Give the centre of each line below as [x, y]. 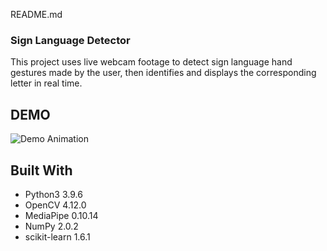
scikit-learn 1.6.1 [57, 236]
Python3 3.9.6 [53, 194]
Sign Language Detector [70, 40]
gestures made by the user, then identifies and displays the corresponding [163, 73]
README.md [36, 14]
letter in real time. [46, 83]
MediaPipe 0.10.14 [61, 215]
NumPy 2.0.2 [51, 226]
